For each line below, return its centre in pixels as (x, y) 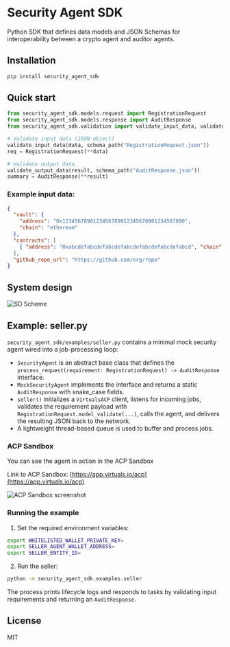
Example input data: (41, 194)
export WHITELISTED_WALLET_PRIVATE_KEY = (66, 541)
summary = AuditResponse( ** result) (58, 177)
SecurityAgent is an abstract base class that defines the (96, 363)
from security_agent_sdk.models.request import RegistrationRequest (107, 114)
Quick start (31, 98)
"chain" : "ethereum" (49, 228)
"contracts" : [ (35, 240)
